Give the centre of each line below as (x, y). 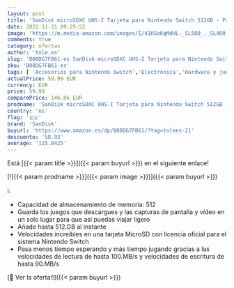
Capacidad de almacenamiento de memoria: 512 (86, 205)
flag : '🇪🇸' (24, 117)
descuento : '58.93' (36, 137)
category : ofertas (34, 46)
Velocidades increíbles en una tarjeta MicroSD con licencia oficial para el (122, 234)
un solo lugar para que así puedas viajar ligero (84, 220)
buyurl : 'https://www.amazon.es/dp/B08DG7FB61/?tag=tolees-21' (101, 130)
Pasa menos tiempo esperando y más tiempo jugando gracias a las (114, 249)
